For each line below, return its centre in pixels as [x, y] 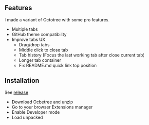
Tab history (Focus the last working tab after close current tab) [82, 55]
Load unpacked [27, 117]
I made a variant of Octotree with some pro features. [57, 19]
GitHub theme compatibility [39, 34]
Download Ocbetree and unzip [42, 102]
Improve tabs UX [28, 39]
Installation [22, 80]
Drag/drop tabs [34, 45]
